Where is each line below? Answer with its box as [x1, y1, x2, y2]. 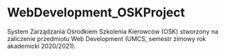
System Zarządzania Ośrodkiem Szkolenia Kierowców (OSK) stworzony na [7, 27, 219, 36]
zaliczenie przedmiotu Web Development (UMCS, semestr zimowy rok [7, 34, 206, 42]
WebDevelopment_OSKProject [7, 5, 185, 20]
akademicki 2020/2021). [7, 42, 76, 50]
